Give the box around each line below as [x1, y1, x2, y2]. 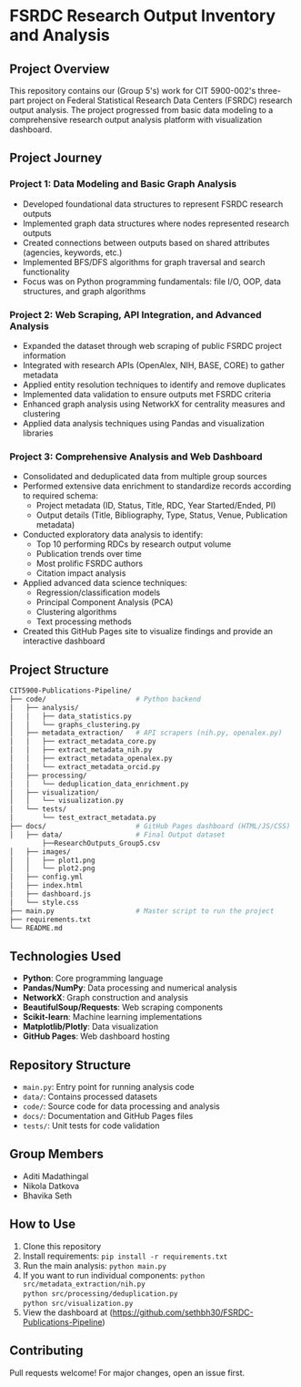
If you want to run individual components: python [22, 1269, 206, 1280]
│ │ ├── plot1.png [9, 856, 95, 865]
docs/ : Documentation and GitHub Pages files [22, 1111, 194, 1122]
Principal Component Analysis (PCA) [35, 597, 174, 608]
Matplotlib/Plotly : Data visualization [22, 1022, 159, 1033]
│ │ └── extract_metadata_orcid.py [9, 762, 161, 771]
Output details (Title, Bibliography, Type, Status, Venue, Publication [35, 509, 288, 520]
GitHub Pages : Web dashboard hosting [22, 1031, 170, 1042]
